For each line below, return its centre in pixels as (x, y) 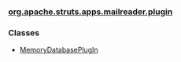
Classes (24, 32)
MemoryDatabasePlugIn (59, 50)
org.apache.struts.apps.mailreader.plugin (90, 12)
